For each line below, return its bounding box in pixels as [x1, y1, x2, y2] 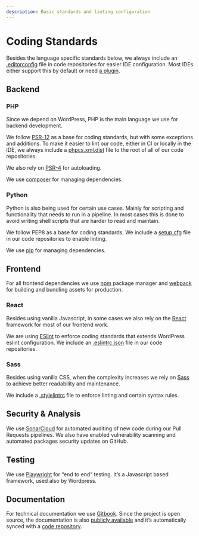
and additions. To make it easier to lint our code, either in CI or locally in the [6, 140, 192, 147]
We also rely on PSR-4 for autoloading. [6, 164, 102, 171]
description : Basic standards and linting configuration [6, 8, 151, 15]
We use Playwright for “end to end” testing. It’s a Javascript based [6, 470, 169, 478]
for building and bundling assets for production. [6, 286, 123, 293]
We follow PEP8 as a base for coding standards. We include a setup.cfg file [6, 228, 191, 236]
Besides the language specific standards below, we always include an [6, 54, 178, 62]
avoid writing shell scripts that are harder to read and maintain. [6, 217, 160, 224]
